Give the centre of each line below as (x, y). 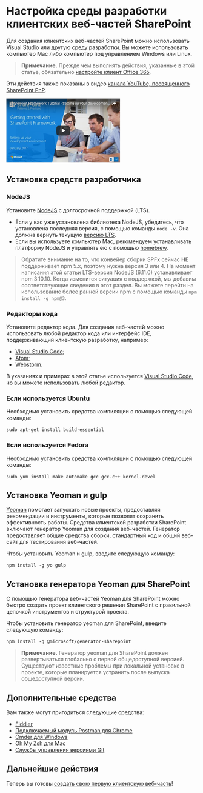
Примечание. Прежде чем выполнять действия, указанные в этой (108, 65)
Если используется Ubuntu (48, 398)
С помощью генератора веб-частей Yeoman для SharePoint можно (93, 599)
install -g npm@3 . (44, 298)
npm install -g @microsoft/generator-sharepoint (69, 642)
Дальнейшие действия (52, 769)
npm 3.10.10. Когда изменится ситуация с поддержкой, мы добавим (108, 279)
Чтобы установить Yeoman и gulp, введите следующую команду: (91, 554)
